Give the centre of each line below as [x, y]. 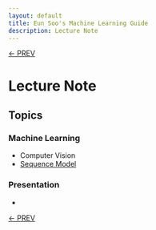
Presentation [34, 185]
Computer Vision [48, 155]
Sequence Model [48, 164]
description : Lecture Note [53, 30]
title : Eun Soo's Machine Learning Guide [78, 23]
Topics [26, 115]
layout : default [35, 16]
